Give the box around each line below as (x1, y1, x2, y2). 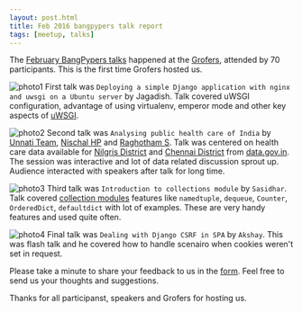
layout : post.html (9, 13, 78, 22)
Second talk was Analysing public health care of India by (46, 128, 272, 138)
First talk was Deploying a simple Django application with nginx (44, 82, 290, 93)
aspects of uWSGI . (9, 110, 79, 121)
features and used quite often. (9, 212, 122, 223)
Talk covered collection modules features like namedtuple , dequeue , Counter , (9, 192, 288, 203)
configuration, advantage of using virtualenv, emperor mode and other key (9, 101, 287, 111)
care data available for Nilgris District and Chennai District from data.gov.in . (9, 147, 290, 157)
